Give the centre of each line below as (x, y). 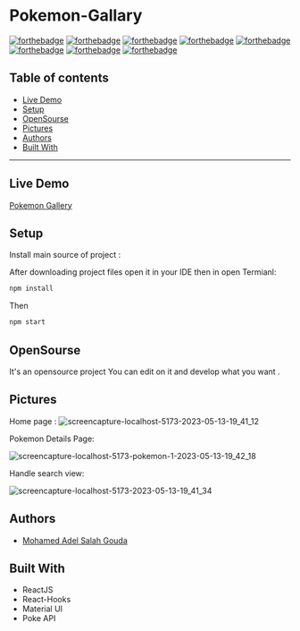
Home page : (33, 421)
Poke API (39, 618)
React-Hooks (46, 600)
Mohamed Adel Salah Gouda (75, 540)
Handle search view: (47, 473)
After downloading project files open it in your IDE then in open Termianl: (143, 272)
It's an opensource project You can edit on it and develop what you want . (145, 371)
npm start (28, 322)
